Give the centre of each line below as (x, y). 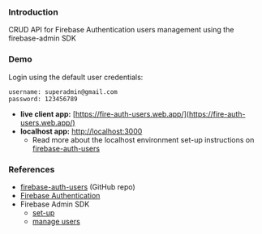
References (32, 169)
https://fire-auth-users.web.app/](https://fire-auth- (161, 114)
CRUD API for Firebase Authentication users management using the (121, 30)
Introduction (33, 12)
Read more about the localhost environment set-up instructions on (143, 139)
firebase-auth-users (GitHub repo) (77, 187)
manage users (56, 221)
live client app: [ (48, 114)
